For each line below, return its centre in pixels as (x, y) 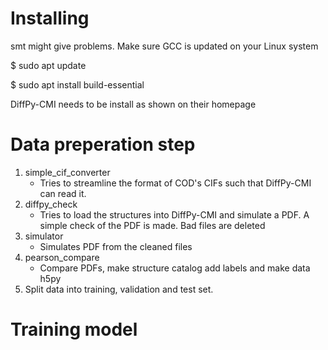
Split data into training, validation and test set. (119, 289)
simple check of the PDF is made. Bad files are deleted (152, 225)
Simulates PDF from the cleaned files (116, 246)
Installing (50, 18)
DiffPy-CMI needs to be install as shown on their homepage (133, 104)
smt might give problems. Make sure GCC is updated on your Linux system (164, 46)
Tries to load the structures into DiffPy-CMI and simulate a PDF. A (174, 214)
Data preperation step (103, 144)
